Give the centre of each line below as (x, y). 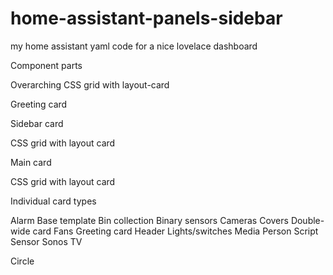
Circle (22, 261)
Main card (31, 162)
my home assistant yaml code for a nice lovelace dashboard (134, 46)
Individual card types (53, 201)
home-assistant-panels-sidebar (146, 18)
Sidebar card (37, 123)
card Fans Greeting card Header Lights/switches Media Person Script (175, 231)
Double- (307, 220)
